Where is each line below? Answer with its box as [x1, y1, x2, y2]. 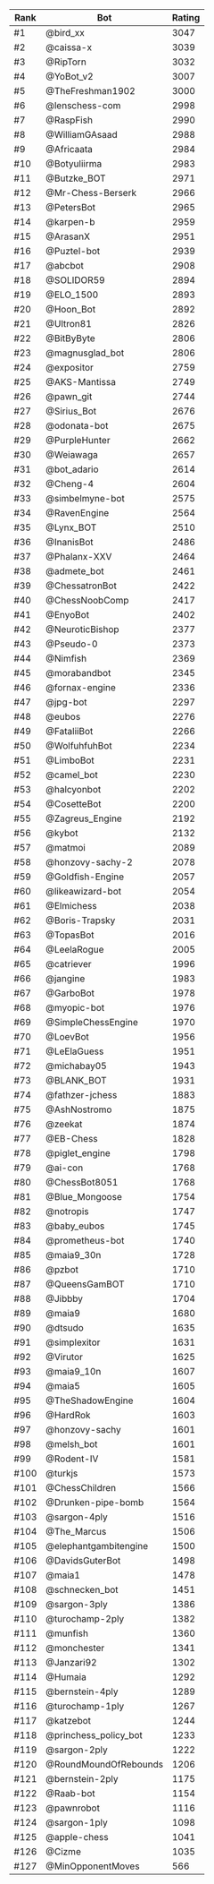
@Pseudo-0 [45, 638, 98, 650]
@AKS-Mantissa [45, 376, 116, 388]
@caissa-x [45, 41, 92, 53]
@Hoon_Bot [45, 304, 96, 315]
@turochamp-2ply [45, 1613, 125, 1624]
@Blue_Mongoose [45, 1191, 122, 1203]
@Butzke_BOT [45, 172, 106, 184]
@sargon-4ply [45, 1511, 109, 1523]
